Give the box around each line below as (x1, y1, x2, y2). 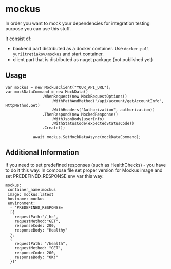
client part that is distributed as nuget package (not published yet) (12, 56, 153, 62)
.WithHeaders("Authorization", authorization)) (51, 107, 155, 112)
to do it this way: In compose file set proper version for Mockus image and (5, 167, 163, 174)
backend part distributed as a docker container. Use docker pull (12, 45, 150, 51)
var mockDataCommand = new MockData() (5, 89, 88, 94)
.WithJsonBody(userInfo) (51, 116, 104, 121)
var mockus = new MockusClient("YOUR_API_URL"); (5, 85, 111, 90)
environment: (7, 201, 36, 206)
